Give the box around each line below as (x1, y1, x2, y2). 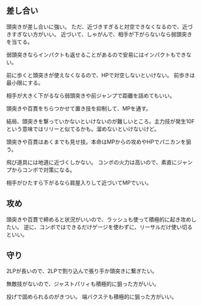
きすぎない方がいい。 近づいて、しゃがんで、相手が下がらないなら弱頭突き (6, 30, 192, 38)
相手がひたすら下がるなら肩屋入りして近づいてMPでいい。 (6, 179, 152, 186)
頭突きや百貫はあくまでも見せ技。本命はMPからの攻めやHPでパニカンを (6, 138, 186, 145)
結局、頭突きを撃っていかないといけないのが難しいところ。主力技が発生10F (6, 118, 195, 125)
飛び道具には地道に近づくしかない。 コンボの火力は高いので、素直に (6, 158, 177, 165)
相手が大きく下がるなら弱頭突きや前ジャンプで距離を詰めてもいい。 (6, 91, 175, 99)
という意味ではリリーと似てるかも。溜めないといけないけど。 (6, 125, 160, 132)
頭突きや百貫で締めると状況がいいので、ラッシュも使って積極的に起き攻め (6, 216, 192, 223)
